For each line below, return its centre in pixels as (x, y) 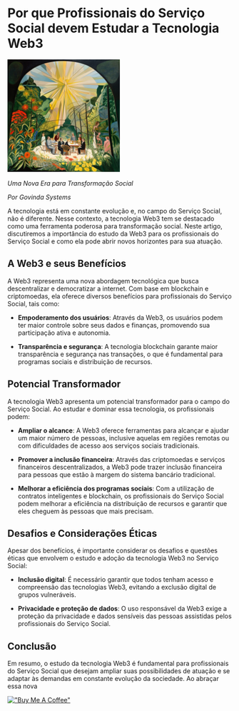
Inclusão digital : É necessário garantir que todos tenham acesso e (116, 580)
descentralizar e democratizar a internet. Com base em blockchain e (108, 288)
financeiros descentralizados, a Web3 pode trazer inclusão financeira (120, 467)
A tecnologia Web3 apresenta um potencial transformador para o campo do (119, 401)
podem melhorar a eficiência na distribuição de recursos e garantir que (122, 503)
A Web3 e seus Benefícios (67, 264)
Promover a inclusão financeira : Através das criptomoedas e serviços (121, 459)
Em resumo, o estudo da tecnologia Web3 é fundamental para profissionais (118, 664)
